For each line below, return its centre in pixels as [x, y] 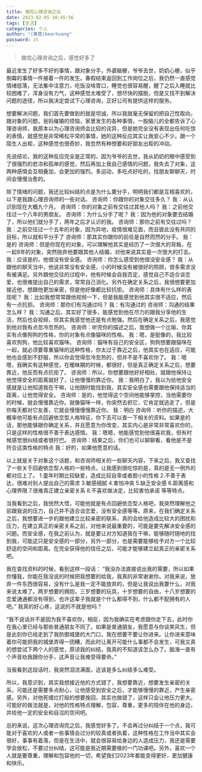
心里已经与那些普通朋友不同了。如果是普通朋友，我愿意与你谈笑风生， [103, 627]
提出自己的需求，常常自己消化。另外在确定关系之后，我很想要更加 [114, 282]
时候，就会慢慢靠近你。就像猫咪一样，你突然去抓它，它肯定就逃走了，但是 [103, 402]
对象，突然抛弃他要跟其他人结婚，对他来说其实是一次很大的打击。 [112, 252]
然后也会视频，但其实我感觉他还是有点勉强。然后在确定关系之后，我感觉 [106, 319]
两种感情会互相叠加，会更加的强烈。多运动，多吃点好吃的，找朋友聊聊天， [98, 171]
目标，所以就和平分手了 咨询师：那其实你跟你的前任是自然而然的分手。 [94, 237]
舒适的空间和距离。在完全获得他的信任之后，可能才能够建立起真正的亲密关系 [101, 548]
